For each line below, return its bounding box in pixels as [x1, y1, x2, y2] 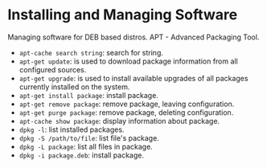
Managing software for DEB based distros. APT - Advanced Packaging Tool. [7, 32, 260, 42]
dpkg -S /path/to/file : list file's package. [18, 133, 160, 142]
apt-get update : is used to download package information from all [18, 56, 238, 66]
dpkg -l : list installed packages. [18, 125, 125, 134]
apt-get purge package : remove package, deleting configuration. [18, 107, 234, 117]
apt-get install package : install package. [18, 90, 158, 100]
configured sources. [18, 64, 87, 74]
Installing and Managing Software [7, 6, 238, 24]
